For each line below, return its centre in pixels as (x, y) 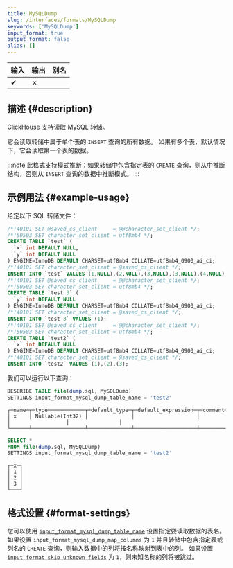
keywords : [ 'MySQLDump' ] (43, 26)
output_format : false (38, 39)
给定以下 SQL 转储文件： (42, 215)
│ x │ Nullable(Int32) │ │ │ (103, 416)
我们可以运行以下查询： (41, 378)
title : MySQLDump (32, 14)
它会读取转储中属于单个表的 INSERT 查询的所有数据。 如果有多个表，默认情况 (116, 141)
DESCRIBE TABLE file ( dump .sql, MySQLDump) (69, 391)
